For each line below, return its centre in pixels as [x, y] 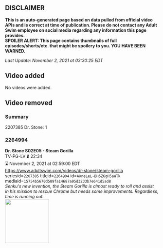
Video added [25, 76]
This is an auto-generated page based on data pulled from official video [79, 20]
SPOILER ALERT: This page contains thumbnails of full [61, 41]
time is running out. [24, 196]
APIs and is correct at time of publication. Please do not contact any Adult [81, 25]
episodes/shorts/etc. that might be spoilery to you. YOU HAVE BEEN [75, 45]
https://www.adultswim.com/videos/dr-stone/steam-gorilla [64, 170]
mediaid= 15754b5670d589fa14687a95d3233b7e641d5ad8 [58, 181]
